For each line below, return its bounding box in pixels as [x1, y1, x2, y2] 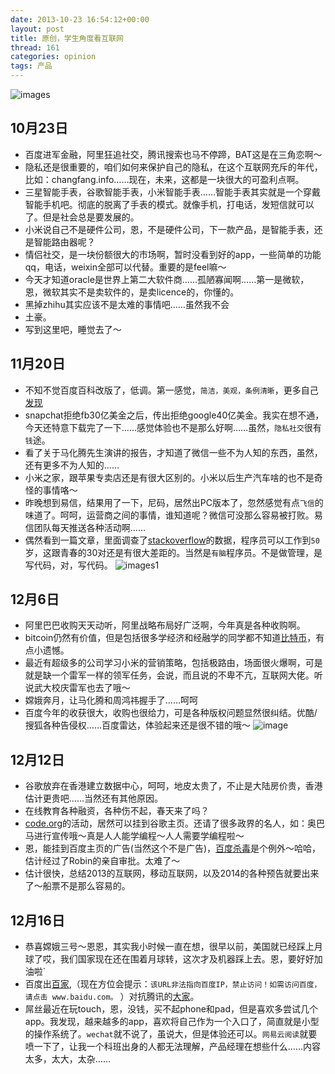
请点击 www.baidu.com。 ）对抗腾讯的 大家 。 [24, 991, 200, 1003]
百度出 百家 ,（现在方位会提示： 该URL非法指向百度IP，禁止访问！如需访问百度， [24, 978, 322, 990]
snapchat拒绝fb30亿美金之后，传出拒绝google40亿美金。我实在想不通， [24, 409, 325, 421]
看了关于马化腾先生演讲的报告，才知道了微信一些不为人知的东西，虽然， [24, 446, 323, 458]
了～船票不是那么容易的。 [24, 880, 131, 892]
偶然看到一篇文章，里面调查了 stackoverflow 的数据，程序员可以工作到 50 [24, 534, 320, 546]
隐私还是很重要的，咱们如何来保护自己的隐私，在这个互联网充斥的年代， [24, 161, 323, 173]
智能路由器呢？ [33, 236, 96, 248]
